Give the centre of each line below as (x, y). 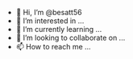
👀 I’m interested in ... (50, 21)
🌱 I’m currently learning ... (59, 29)
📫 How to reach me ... (53, 47)
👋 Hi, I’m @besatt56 (49, 12)
